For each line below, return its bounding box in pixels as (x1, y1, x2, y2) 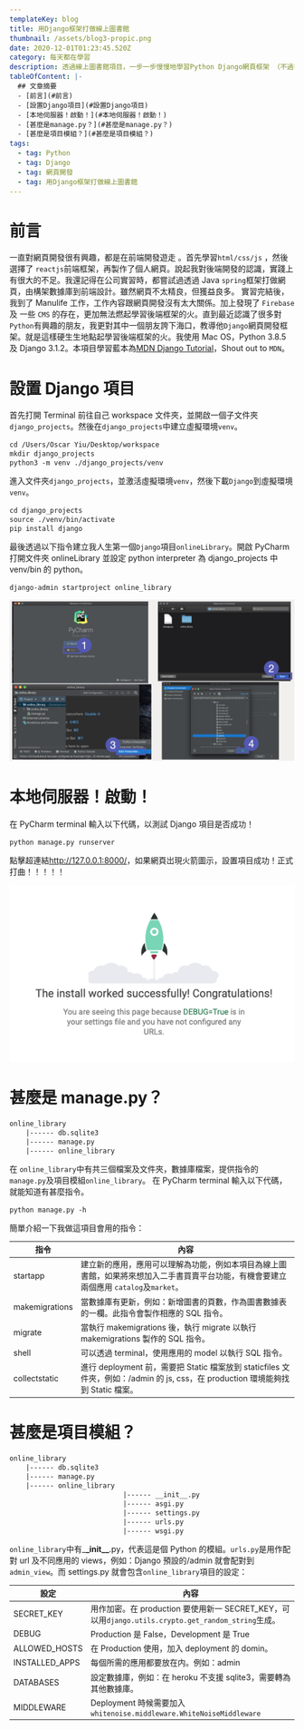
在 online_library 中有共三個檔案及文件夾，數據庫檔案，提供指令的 (9, 1163, 260, 1175)
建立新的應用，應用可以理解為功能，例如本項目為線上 (81, 1259, 280, 1270)
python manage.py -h (9, 1205, 88, 1214)
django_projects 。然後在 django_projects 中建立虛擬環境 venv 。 (9, 421, 242, 432)
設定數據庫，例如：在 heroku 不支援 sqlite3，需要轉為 (90, 1671, 291, 1683)
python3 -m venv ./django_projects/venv (9, 458, 165, 467)
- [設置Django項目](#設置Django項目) (17, 101, 149, 110)
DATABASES (13, 1677, 60, 1688)
